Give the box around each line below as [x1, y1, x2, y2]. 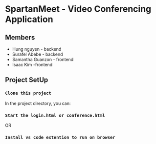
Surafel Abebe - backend [12, 51, 63, 57]
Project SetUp [5, 76, 48, 84]
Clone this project [5, 90, 51, 96]
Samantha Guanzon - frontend [12, 57, 74, 62]
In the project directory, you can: [5, 100, 71, 106]
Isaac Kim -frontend [12, 62, 53, 67]
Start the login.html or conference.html [5, 112, 105, 118]
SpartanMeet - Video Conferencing [5, 3, 152, 15]
